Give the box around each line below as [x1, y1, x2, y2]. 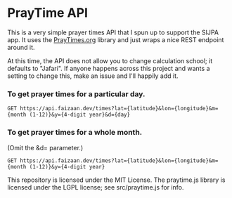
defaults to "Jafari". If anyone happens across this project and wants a [7, 64, 210, 72]
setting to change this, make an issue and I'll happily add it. [7, 72, 179, 80]
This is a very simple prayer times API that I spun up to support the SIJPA [7, 28, 219, 37]
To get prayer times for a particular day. [7, 89, 146, 99]
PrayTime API [7, 5, 88, 21]
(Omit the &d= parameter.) [7, 143, 83, 152]
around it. [7, 43, 35, 51]
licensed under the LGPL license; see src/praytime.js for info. [7, 183, 184, 191]
